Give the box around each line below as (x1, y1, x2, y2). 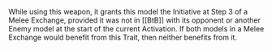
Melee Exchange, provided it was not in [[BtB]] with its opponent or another (8, 15, 261, 25)
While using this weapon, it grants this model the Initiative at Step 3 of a (8, 7, 248, 16)
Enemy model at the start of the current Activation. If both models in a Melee (8, 24, 265, 33)
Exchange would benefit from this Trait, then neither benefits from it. (8, 32, 238, 42)
